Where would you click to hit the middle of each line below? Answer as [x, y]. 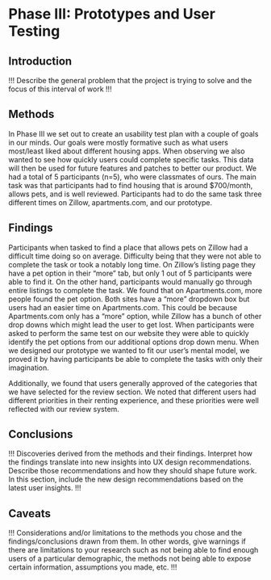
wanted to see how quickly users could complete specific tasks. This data [131, 159]
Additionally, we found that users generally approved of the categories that [133, 383]
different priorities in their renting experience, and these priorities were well [134, 400]
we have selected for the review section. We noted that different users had [132, 392]
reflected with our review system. [64, 409]
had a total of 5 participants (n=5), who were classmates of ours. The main [132, 177]
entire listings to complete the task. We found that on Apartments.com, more [135, 290]
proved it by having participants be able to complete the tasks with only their [135, 359]
